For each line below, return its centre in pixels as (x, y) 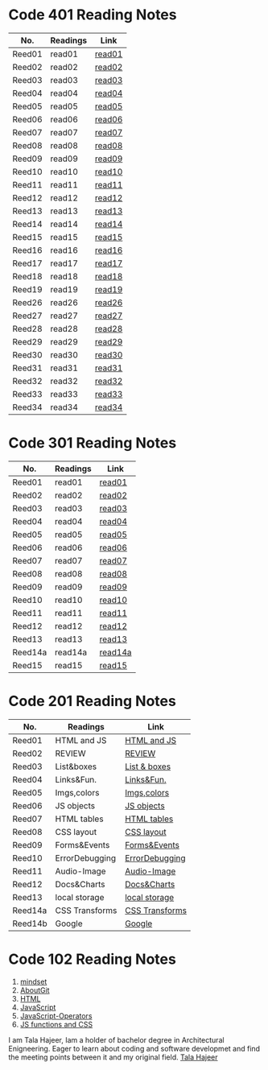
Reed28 (27, 328)
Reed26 (27, 302)
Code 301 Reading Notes (93, 443)
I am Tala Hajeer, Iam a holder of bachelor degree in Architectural (116, 1039)
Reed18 (27, 276)
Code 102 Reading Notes (93, 959)
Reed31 (27, 368)
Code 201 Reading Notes (93, 701)
